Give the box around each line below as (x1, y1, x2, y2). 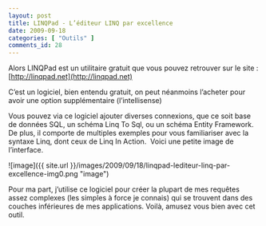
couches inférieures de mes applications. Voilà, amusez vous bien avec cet (8, 201, 256, 212)
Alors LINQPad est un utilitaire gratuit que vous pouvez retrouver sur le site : (8, 63, 259, 73)
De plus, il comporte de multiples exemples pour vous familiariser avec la (8, 129, 249, 138)
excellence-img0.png (8, 169, 78, 179)
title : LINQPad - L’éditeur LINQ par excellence (8, 19, 173, 27)
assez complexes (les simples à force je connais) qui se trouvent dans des (8, 193, 253, 203)
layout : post (8, 11, 52, 20)
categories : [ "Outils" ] (8, 34, 94, 42)
